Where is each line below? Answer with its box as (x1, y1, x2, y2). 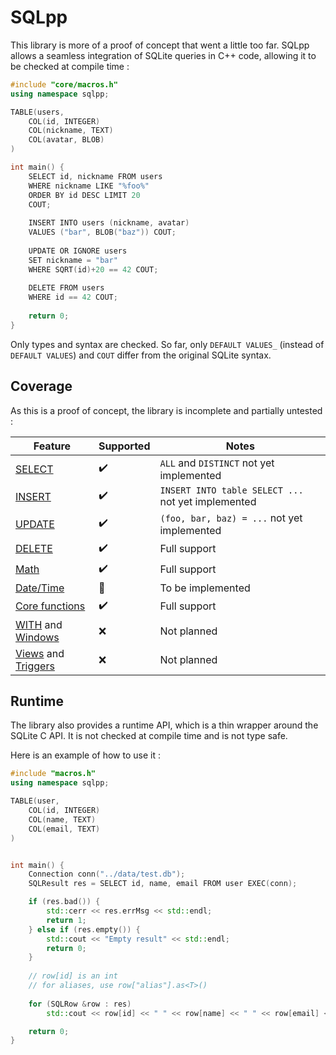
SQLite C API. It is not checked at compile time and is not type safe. (10, 730, 288, 742)
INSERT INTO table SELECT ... (159, 484, 304, 496)
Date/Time (15, 581, 65, 595)
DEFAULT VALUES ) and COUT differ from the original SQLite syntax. (10, 349, 272, 361)
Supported (98, 439, 151, 453)
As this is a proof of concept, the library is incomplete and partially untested (10, 404, 323, 416)
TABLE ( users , (10, 107, 65, 117)
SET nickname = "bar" (28, 255, 118, 265)
